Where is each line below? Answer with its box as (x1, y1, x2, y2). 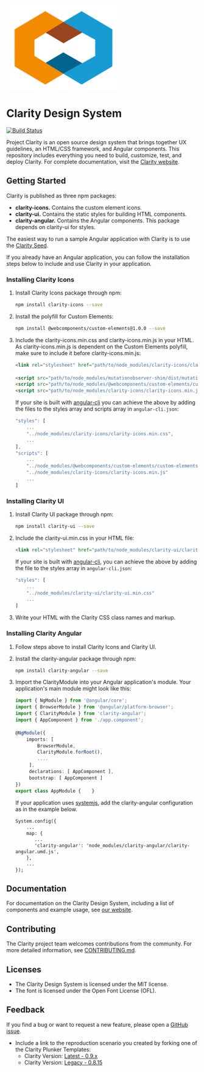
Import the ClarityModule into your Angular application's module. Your (15, 678, 191, 686)
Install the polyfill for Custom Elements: (15, 312, 114, 320)
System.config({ (15, 818, 57, 824)
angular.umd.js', (15, 848, 60, 854)
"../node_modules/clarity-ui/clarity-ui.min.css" (26, 590, 155, 596)
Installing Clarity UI (6, 497, 65, 505)
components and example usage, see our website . (6, 906, 133, 914)
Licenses (6, 964, 41, 975)
